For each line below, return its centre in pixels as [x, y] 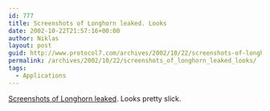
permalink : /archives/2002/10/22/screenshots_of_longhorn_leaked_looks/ [133, 61]
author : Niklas [34, 38]
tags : [17, 68]
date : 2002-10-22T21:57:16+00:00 [64, 31]
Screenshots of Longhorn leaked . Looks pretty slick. [95, 98]
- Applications [41, 76]
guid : [17, 53]
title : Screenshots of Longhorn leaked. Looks [88, 23]
